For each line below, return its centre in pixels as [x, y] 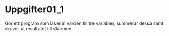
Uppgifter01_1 [34, 9]
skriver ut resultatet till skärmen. [39, 28]
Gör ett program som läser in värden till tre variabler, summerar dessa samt [84, 23]
